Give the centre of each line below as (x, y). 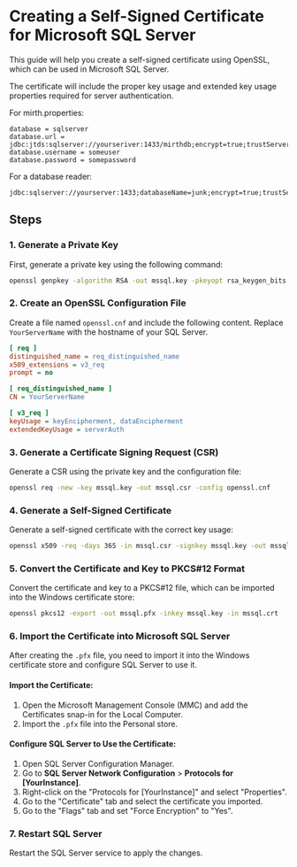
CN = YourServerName (47, 397)
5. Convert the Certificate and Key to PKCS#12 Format (127, 569)
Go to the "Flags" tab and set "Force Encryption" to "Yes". (127, 810)
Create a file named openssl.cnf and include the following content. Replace (146, 322)
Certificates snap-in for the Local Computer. (103, 714)
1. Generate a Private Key (64, 245)
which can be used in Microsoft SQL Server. (89, 69)
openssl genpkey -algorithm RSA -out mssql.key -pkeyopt (116, 281)
